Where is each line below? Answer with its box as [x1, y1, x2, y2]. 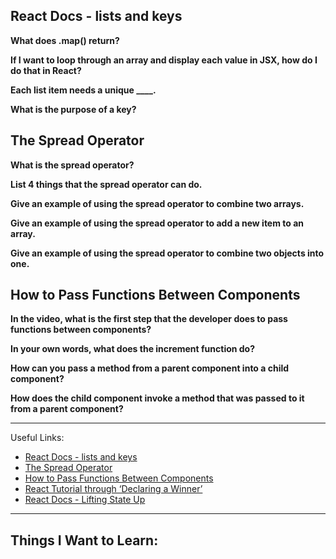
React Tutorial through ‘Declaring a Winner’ [24, 483, 203, 495]
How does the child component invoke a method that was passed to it [10, 392, 305, 404]
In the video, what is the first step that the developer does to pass [10, 313, 288, 325]
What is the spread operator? [10, 159, 135, 171]
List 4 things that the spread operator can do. [10, 178, 203, 190]
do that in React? [10, 64, 82, 76]
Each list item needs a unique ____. [10, 84, 157, 96]
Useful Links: [10, 432, 65, 444]
